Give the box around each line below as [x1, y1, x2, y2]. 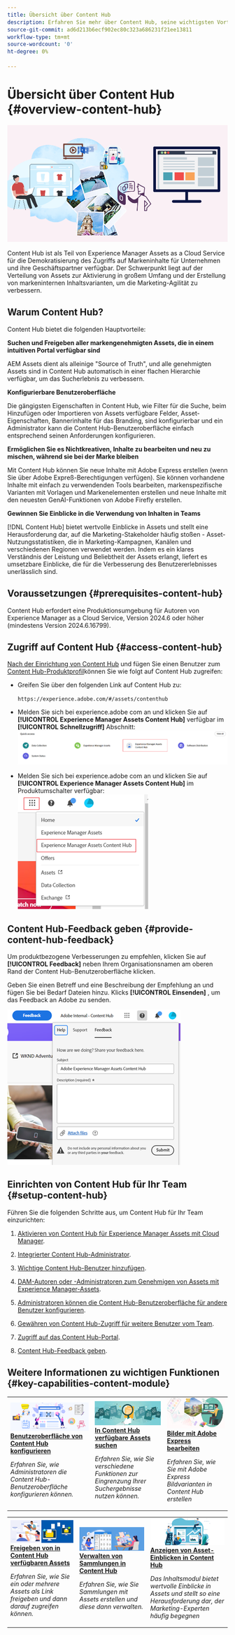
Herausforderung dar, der [150, 1597, 225, 1606]
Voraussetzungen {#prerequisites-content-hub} [7, 588, 223, 600]
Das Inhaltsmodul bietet [150, 1575, 219, 1583]
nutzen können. [94, 1492, 140, 1500]
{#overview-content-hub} [7, 101, 162, 118]
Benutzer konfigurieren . [17, 1305, 86, 1314]
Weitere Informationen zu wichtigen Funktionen [7, 1367, 220, 1379]
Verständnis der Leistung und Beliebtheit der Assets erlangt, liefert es [7, 552, 208, 561]
